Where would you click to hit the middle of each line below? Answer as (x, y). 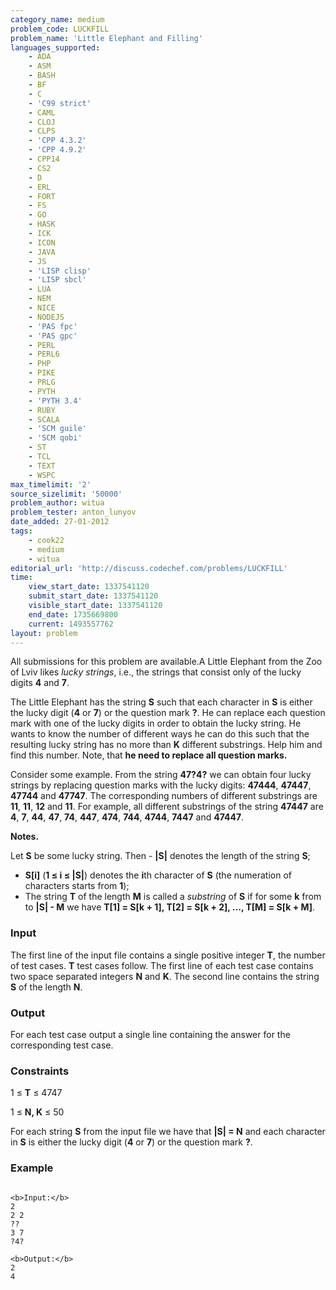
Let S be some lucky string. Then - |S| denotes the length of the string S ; (160, 856)
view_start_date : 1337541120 (89, 587)
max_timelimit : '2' (51, 484)
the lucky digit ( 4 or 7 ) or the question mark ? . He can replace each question (168, 713)
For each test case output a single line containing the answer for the (150, 1034)
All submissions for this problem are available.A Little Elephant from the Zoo (166, 662)
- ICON (42, 242)
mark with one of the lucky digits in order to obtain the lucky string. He (156, 723)
